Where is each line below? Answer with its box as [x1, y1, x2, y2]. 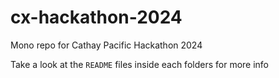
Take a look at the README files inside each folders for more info [10, 58, 269, 70]
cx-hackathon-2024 [10, 6, 183, 29]
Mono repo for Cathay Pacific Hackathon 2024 [10, 39, 203, 51]
